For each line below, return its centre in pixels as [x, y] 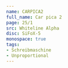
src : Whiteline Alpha [33, 28]
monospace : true [26, 39]
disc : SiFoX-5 [24, 34]
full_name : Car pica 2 [34, 17]
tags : [13, 45]
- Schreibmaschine [29, 50]
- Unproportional [27, 56]
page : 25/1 [20, 22]
